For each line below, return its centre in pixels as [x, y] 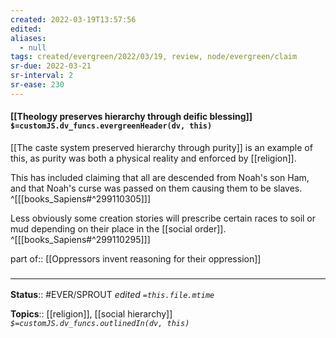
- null [33, 47]
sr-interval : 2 [42, 76]
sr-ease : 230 [37, 85]
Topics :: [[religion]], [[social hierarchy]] [91, 314]
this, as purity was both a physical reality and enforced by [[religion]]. [153, 158]
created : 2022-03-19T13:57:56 [73, 19]
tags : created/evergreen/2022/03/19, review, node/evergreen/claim [154, 57]
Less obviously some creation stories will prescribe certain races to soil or [163, 218]
